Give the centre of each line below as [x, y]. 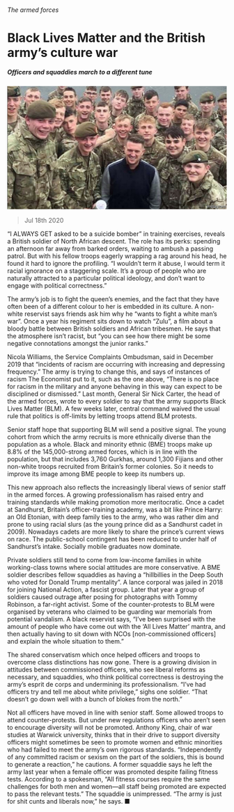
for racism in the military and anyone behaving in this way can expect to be [115, 387]
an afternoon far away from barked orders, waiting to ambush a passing [110, 249]
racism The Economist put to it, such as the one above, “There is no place [113, 379]
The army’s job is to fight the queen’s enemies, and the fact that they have [113, 299]
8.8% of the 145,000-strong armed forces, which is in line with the [102, 452]
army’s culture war [63, 53]
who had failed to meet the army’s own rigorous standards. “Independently [115, 750]
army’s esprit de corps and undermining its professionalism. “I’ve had [107, 685]
